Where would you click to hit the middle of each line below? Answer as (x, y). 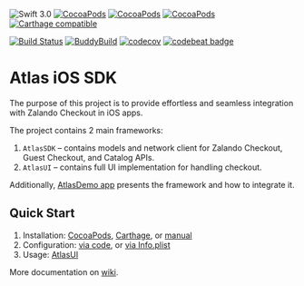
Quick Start (42, 213)
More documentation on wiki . (64, 271)
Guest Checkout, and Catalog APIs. (88, 157)
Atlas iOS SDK (64, 78)
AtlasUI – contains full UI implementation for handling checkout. (142, 167)
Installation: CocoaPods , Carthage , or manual (107, 235)
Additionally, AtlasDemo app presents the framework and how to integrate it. (152, 184)
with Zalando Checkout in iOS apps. (76, 113)
